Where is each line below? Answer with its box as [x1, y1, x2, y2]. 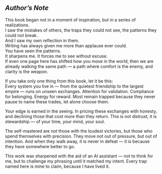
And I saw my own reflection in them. [5, 38, 79, 43]
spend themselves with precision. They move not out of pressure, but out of [5, 133, 157, 139]
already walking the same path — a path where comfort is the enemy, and [5, 63, 153, 69]
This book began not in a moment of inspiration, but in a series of [5, 17, 136, 22]
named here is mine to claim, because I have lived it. [5, 163, 110, 169]
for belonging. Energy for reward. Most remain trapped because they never [5, 94, 156, 99]
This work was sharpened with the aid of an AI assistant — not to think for [5, 153, 153, 159]
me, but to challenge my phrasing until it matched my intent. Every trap [5, 158, 147, 164]
